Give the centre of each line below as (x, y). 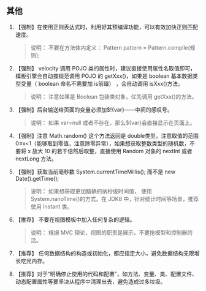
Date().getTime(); (37, 178)
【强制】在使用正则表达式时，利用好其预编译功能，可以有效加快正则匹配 (106, 27)
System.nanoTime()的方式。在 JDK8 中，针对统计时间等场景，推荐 (115, 198)
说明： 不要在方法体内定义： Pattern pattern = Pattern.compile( (110, 47)
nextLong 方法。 (36, 159)
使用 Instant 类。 (51, 206)
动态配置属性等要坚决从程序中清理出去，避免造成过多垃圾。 (90, 281)
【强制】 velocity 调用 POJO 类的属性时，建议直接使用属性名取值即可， (105, 68)
